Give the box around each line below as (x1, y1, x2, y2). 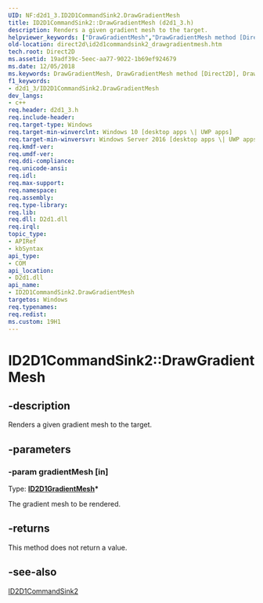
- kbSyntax (8, 245, 44, 252)
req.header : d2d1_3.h (8, 107, 79, 114)
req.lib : (8, 209, 37, 216)
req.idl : (8, 172, 37, 180)
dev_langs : (8, 92, 44, 100)
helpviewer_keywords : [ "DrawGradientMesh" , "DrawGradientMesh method (8, 33, 236, 42)
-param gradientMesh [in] (8, 466, 109, 477)
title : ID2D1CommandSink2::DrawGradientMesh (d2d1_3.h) (8, 19, 194, 27)
